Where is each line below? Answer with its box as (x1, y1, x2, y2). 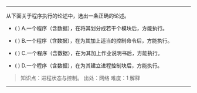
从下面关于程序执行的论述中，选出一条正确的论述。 (6, 12, 130, 19)
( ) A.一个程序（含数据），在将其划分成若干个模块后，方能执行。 (14, 25, 168, 32)
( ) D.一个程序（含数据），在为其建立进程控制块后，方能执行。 (14, 62, 163, 69)
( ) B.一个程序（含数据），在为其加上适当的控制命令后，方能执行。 (14, 37, 173, 44)
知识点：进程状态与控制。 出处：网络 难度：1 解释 (20, 74, 141, 81)
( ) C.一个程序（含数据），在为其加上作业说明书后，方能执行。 (14, 50, 163, 56)
